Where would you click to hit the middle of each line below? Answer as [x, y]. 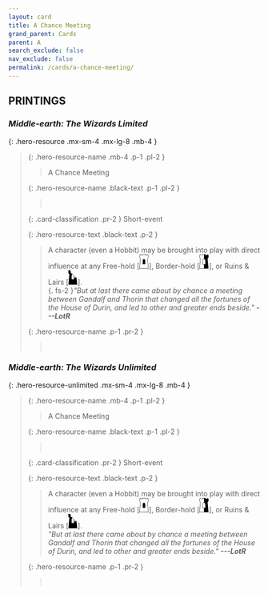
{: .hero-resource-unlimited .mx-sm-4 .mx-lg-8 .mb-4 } [99, 385]
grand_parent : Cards [43, 34]
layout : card [30, 17]
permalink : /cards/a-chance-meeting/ [71, 68]
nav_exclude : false [41, 59]
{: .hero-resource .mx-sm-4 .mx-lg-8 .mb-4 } [83, 141]
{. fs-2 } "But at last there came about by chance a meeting [145, 290]
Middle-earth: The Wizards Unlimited [82, 367]
